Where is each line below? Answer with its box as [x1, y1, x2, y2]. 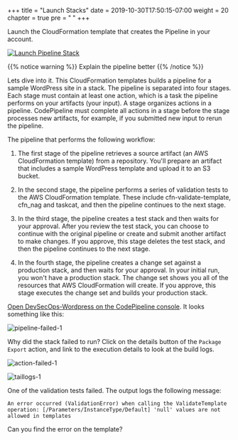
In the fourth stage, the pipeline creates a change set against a [17, 259, 201, 267]
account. [7, 35, 33, 43]
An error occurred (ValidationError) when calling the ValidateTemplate [7, 400, 227, 407]
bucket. [17, 172, 40, 180]
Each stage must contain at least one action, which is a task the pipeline [7, 92, 218, 100]
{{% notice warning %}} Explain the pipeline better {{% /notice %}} [7, 63, 204, 70]
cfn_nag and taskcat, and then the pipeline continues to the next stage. [17, 200, 226, 209]
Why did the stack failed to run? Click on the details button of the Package [7, 338, 222, 345]
